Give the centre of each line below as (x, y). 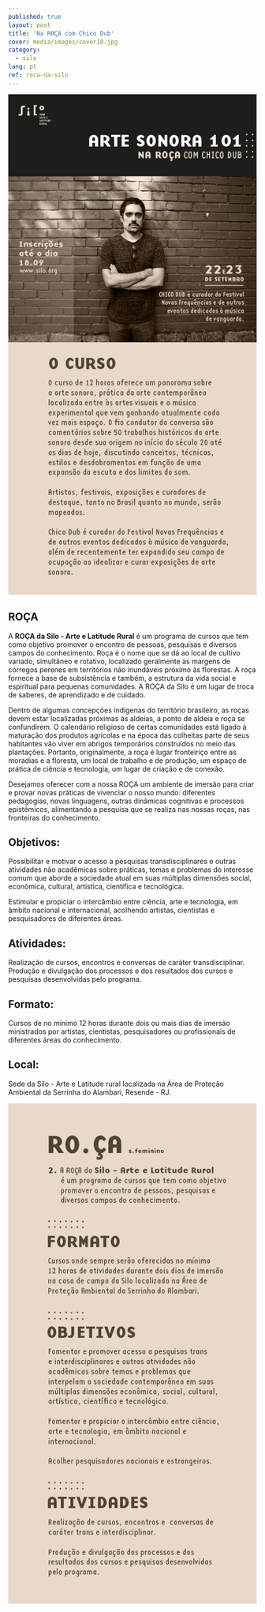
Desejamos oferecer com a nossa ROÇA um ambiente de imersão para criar (131, 784)
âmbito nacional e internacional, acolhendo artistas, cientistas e (112, 910)
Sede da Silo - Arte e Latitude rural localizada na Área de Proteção (116, 1084)
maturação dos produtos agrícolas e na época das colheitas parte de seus (129, 735)
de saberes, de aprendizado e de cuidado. (77, 694)
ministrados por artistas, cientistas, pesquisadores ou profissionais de (122, 1031)
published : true (35, 17)
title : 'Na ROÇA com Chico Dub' (61, 33)
